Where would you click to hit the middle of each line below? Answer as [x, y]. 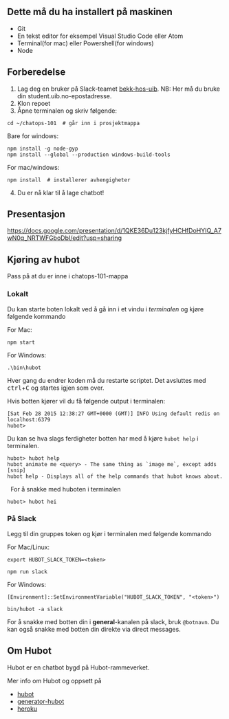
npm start [21, 342]
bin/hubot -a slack [35, 609]
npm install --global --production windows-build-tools [89, 155]
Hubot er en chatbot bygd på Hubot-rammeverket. [78, 667]
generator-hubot [41, 701]
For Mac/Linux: [29, 547]
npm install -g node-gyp [43, 148]
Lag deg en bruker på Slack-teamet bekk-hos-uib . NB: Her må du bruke [118, 89]
